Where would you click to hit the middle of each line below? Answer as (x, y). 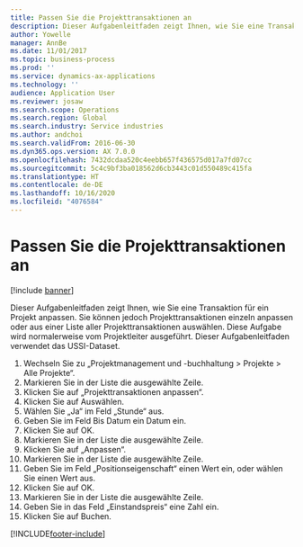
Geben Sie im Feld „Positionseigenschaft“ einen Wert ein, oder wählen (153, 468)
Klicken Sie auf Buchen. (67, 516)
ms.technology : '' (45, 85)
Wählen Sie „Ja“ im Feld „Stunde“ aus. (94, 411)
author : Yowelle (40, 34)
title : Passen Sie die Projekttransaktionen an (101, 18)
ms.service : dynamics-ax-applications (83, 76)
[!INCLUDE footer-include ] (58, 534)
